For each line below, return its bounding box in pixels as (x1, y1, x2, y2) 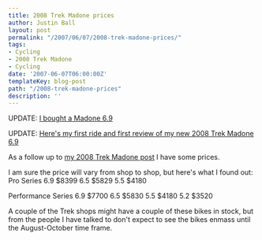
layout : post (8, 26, 51, 34)
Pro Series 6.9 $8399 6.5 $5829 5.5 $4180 (8, 176, 148, 186)
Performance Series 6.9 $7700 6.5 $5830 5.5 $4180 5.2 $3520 (8, 191, 213, 201)
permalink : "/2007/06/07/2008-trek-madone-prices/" (8, 33, 182, 42)
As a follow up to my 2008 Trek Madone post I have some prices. (8, 153, 220, 162)
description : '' (8, 92, 62, 100)
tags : (8, 41, 26, 49)
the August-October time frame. (8, 223, 113, 233)
